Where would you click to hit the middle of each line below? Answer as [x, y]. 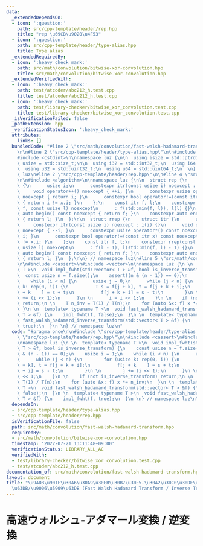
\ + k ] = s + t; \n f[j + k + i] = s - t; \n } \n [105, 292]
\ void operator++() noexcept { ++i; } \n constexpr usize [104, 191]
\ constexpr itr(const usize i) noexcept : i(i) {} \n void [105, 225]
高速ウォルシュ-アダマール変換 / [86, 520]
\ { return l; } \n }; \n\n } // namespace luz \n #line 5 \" [92, 259]
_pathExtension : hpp [37, 124]
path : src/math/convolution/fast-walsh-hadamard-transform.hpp [93, 427]
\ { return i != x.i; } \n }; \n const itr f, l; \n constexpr [107, 203]
